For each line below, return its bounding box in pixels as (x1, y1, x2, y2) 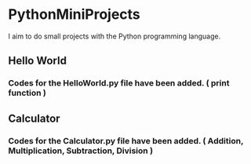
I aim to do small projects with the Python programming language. (8, 31, 221, 41)
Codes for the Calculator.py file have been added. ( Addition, (8, 135, 244, 146)
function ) (8, 88, 47, 99)
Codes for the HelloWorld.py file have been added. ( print (8, 78, 230, 89)
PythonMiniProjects (8, 5, 141, 24)
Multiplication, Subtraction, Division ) (8, 145, 154, 156)
